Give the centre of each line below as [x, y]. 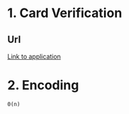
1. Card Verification [65, 13]
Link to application [34, 56]
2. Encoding [43, 85]
